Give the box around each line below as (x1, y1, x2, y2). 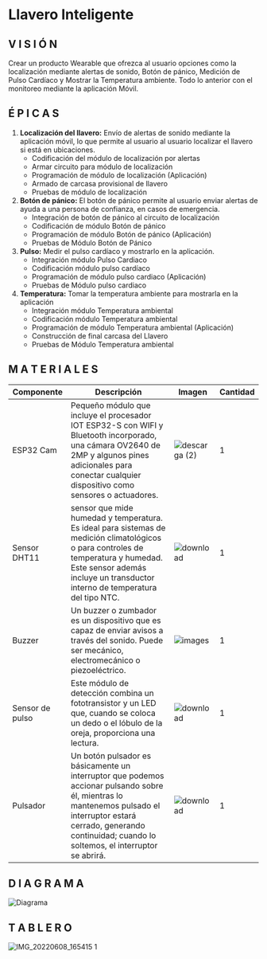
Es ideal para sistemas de (70, 522, 166, 533)
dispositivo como (70, 479, 135, 491)
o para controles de (70, 542, 144, 553)
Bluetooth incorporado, (70, 429, 157, 440)
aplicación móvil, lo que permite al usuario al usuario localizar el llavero (19, 136, 253, 146)
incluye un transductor (70, 572, 155, 583)
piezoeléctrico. (70, 664, 126, 675)
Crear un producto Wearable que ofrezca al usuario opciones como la (8, 58, 237, 68)
